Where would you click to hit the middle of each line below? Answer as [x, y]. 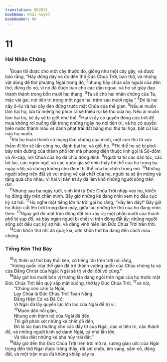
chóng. [12, 236]
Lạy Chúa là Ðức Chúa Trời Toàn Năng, [54, 294]
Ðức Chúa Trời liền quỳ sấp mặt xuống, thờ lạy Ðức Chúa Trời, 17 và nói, [78, 283]
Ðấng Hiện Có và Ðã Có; [39, 299]
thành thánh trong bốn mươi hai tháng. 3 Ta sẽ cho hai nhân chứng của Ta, [81, 94]
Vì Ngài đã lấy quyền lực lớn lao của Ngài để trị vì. [65, 305]
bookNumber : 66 [21, 19]
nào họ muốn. [19, 133]
